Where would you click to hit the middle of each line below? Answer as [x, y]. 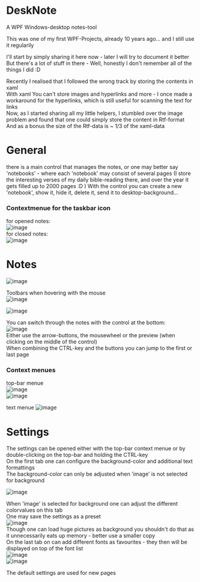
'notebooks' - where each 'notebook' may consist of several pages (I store [98, 173]
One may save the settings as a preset [53, 516]
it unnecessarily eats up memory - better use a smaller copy [81, 536]
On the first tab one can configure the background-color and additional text [100, 461]
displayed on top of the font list [45, 548]
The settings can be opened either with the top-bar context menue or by [96, 449]
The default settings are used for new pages [61, 573]
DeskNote [32, 11]
